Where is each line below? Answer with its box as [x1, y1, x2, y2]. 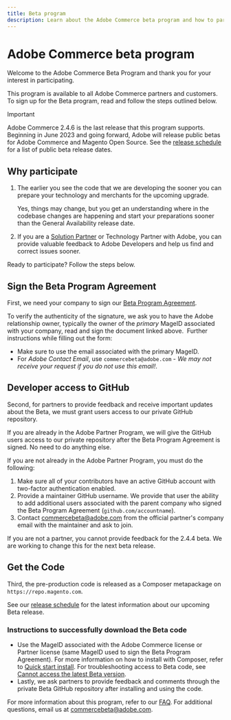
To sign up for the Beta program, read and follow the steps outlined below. [7, 97, 218, 105]
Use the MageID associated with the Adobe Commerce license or [16, 640, 203, 648]
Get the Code [7, 562, 65, 573]
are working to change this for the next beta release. [7, 542, 156, 550]
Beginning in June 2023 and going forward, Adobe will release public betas [7, 131, 221, 139]
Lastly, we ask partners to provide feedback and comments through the [16, 677, 220, 686]
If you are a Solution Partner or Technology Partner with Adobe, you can [16, 232, 222, 241]
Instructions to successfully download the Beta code [7, 625, 188, 635]
